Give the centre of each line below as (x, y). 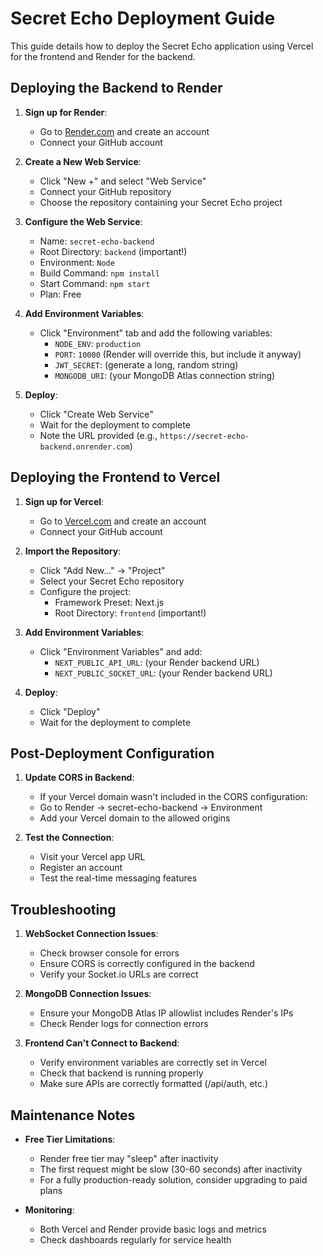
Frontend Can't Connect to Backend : (102, 1043)
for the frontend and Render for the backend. (103, 56)
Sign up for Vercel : (64, 501)
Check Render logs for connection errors (124, 1024)
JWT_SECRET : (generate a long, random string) (146, 364)
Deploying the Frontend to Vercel (115, 477)
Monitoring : (49, 1210)
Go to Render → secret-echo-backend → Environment (151, 808)
